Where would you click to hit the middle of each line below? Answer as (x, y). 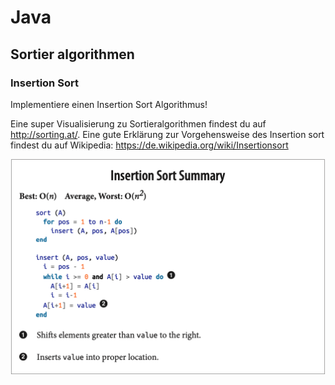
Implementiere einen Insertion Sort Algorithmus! (109, 104)
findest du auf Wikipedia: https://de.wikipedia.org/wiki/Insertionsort (149, 145)
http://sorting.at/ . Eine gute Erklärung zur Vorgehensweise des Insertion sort (167, 134)
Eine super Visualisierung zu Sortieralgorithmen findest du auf (138, 123)
